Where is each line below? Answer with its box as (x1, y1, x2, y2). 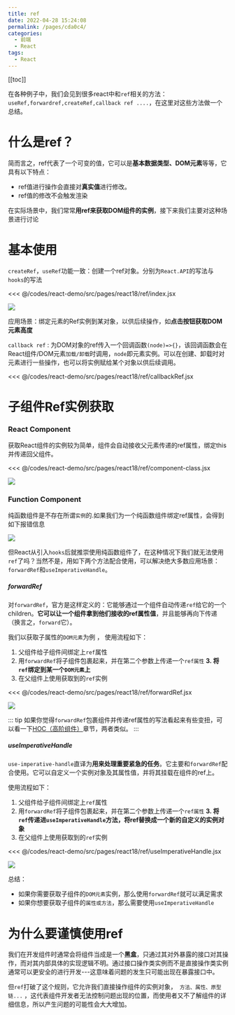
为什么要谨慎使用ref (8, 926, 123, 941)
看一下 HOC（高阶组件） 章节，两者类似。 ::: (13, 725, 139, 733)
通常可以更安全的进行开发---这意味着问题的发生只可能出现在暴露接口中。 (8, 968, 219, 976)
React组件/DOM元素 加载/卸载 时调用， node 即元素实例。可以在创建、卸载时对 (8, 349, 225, 357)
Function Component (8, 495, 82, 505)
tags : (8, 50, 24, 57)
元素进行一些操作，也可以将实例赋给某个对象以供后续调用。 (8, 358, 180, 367)
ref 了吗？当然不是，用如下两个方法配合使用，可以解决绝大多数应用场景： (8, 557, 220, 565)
